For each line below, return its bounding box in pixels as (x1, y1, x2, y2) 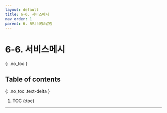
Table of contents (5, 75, 61, 83)
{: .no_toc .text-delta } (5, 88, 50, 94)
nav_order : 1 (5, 16, 32, 21)
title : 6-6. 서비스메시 (5, 12, 49, 17)
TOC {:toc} (12, 98, 35, 104)
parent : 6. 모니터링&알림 (5, 21, 53, 26)
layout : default (5, 7, 39, 12)
